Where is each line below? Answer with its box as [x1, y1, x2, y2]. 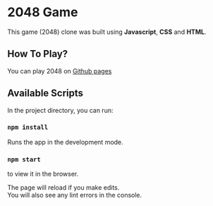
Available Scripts [7, 87, 83, 99]
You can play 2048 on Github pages [7, 66, 112, 75]
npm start [7, 155, 41, 163]
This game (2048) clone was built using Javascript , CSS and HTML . [7, 28, 207, 36]
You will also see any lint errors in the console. [7, 191, 142, 200]
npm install [7, 123, 49, 131]
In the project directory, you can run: [7, 106, 114, 114]
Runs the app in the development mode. [7, 138, 123, 146]
